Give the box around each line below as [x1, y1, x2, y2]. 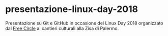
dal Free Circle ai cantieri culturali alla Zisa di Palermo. [5, 25, 119, 31]
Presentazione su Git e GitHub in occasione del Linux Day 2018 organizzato [5, 20, 163, 26]
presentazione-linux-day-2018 [5, 3, 138, 15]
